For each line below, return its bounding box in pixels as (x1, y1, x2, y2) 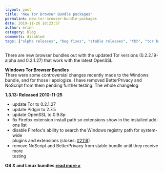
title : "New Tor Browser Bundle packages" (5, 12, 93, 17)
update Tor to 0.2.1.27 (12, 101, 56, 107)
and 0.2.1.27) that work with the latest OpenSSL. (17, 57, 114, 63)
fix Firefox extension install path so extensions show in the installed (12, 116, 148, 122)
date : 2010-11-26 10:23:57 (5, 20, 60, 26)
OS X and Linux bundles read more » (5, 162, 81, 168)
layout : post (5, 7, 32, 12)
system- (141, 127, 158, 133)
